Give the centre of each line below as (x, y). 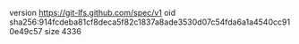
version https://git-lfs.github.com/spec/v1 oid (93, 13)
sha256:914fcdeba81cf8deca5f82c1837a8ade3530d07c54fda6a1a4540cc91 (150, 22)
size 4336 (63, 31)
